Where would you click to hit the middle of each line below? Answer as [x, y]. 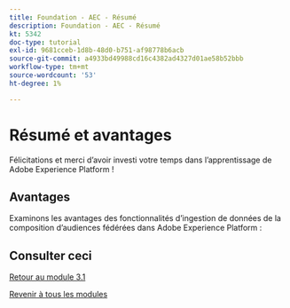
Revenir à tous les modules [59, 295]
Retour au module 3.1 [47, 277]
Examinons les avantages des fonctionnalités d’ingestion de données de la [145, 218]
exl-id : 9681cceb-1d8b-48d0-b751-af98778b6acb [97, 51]
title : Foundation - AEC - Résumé [73, 17]
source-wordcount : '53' [53, 75]
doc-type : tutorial [45, 42]
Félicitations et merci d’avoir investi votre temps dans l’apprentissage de [141, 160]
